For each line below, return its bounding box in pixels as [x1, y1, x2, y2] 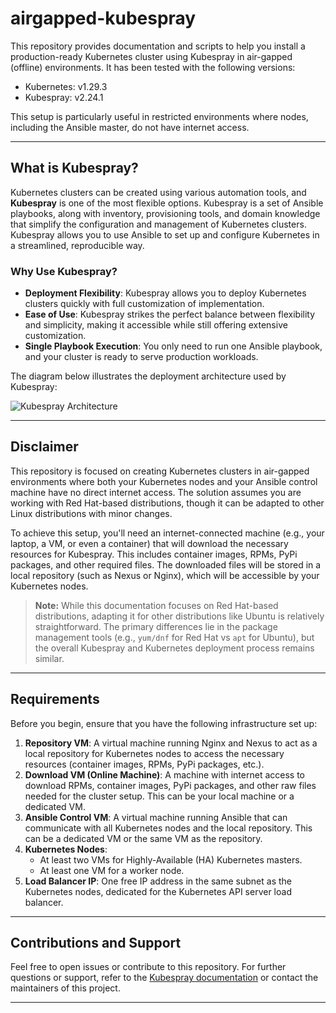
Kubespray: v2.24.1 [24, 91, 104, 103]
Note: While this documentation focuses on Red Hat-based [34, 599, 279, 611]
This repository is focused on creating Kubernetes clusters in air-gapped [10, 465, 310, 477]
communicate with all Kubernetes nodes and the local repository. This [24, 822, 313, 834]
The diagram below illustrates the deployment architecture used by [10, 370, 287, 382]
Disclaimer [10, 438, 79, 456]
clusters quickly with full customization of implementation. [24, 298, 265, 310]
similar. [34, 652, 65, 664]
